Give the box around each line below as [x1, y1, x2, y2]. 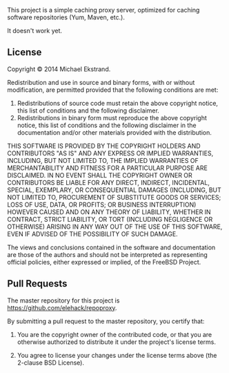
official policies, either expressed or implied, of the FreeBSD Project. [7, 258, 201, 266]
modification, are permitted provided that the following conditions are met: [7, 86, 219, 94]
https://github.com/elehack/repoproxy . [7, 303, 117, 312]
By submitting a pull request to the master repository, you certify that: [7, 317, 205, 325]
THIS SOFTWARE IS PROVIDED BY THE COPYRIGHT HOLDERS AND [7, 142, 201, 150]
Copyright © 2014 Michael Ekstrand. [7, 65, 111, 73]
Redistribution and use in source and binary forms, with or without [7, 78, 195, 86]
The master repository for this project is [7, 296, 120, 305]
